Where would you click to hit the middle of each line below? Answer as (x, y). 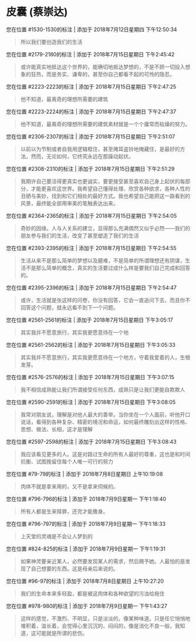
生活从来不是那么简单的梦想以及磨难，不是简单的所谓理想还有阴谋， (103, 260)
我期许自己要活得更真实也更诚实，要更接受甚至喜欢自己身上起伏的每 (103, 181)
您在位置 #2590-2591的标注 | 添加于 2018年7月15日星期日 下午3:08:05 (91, 402)
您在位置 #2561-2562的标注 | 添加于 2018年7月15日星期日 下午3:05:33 (91, 344)
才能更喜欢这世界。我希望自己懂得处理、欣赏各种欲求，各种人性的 (111, 188)
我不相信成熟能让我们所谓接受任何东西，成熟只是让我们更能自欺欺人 (103, 389)
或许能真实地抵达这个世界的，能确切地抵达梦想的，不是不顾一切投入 (103, 67)
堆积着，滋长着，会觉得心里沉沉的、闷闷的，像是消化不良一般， (97, 626)
